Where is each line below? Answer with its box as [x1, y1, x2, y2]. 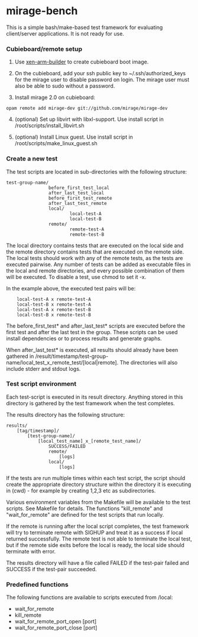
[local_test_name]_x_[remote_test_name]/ [37, 438, 142, 444]
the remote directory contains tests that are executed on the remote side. [6, 248, 184, 255]
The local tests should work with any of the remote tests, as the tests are [6, 254, 183, 261]
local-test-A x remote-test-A [17, 296, 92, 302]
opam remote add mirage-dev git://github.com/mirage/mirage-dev [6, 105, 168, 111]
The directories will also [119, 358, 178, 366]
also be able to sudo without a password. [14, 82, 115, 89]
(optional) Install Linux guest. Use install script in [14, 133, 133, 140]
